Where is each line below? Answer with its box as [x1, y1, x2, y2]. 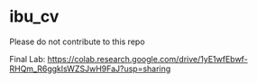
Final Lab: [9, 53, 46, 64]
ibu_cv [9, 6, 60, 27]
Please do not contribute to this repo [9, 36, 146, 47]
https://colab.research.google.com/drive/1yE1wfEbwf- [47, 53, 248, 64]
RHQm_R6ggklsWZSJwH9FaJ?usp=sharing [9, 63, 171, 74]
